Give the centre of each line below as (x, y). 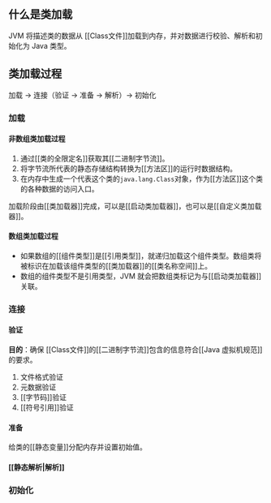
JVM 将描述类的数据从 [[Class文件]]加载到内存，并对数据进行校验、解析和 (132, 36)
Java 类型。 (51, 45)
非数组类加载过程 (37, 139)
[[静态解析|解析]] (37, 467)
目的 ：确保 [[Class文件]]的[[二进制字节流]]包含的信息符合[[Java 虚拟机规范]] (135, 350)
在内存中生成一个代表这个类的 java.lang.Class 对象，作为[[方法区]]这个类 (142, 178)
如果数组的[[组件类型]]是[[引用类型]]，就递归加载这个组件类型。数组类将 (141, 256)
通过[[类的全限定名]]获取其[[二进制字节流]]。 (95, 158)
